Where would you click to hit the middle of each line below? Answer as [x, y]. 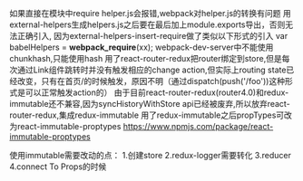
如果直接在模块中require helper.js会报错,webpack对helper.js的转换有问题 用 [151, 13]
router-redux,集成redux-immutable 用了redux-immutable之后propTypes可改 [151, 115]
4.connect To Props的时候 [58, 167]
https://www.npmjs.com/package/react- [198, 126]
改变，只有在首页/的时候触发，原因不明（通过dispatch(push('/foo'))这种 [151, 81]
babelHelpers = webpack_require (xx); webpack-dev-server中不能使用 [142, 47]
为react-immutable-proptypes [65, 126]
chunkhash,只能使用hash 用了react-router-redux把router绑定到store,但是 [146, 58]
